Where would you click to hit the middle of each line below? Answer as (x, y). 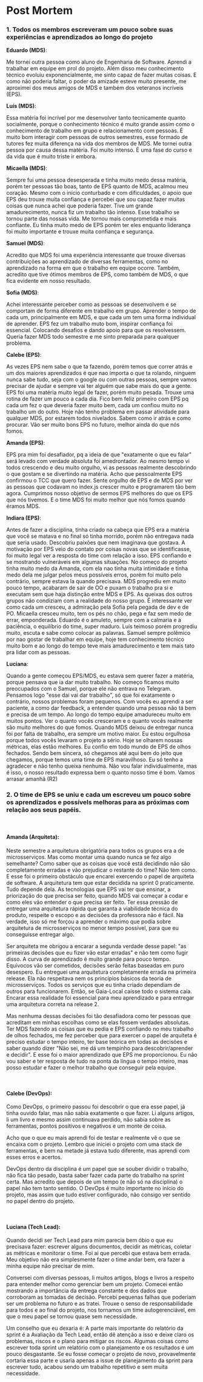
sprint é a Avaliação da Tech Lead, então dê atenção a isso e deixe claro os (100, 1335)
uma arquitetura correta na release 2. (53, 1004)
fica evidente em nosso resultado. (49, 281)
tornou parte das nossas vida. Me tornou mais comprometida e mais (92, 218)
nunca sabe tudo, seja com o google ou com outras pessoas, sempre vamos (102, 379)
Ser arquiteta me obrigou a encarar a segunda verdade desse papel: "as (96, 946)
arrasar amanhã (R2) (32, 779)
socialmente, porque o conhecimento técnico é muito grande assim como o (101, 124)
